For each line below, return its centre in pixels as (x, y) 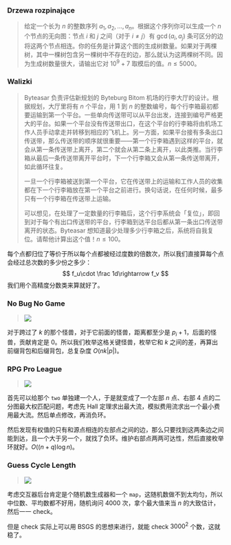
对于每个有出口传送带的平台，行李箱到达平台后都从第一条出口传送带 (126, 221)
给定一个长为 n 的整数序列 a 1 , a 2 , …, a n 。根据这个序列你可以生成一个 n (122, 27)
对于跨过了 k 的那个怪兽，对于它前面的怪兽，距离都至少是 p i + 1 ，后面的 (109, 333)
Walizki (20, 81)
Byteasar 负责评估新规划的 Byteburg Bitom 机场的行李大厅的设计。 (118, 97)
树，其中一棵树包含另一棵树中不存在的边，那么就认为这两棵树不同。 (120, 54)
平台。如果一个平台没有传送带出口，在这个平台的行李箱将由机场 (126, 123)
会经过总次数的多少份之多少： (49, 262)
